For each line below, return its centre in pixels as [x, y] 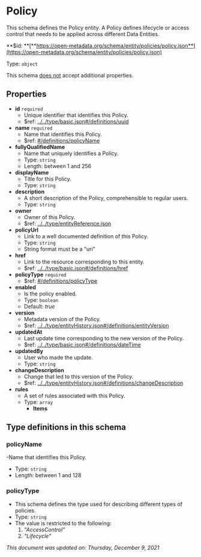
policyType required [41, 274]
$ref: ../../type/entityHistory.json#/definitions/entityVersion [96, 325]
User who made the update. [58, 357]
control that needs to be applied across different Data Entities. [83, 34]
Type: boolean [41, 300]
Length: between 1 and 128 [48, 475]
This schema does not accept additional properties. [70, 75]
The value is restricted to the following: [63, 523]
